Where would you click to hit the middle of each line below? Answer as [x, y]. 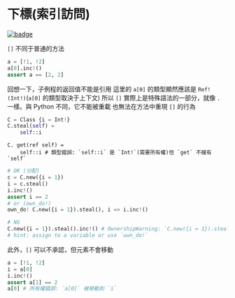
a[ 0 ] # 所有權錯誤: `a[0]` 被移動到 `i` [62, 289]
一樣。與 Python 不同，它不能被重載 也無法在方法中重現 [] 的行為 [101, 106]
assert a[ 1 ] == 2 [33, 282]
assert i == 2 [28, 197]
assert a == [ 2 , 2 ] [36, 75]
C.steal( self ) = [31, 126]
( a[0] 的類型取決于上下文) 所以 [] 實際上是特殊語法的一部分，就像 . [123, 98]
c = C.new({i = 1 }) [36, 178]
